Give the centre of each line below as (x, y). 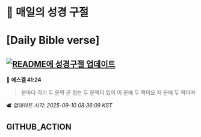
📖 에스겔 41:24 (24, 80)
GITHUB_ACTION (39, 126)
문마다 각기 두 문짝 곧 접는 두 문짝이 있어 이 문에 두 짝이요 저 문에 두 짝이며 (108, 93)
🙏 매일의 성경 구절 (48, 12)
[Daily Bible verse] (53, 40)
